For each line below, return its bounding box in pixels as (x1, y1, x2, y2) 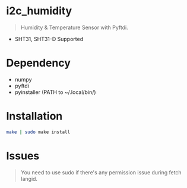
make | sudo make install (6, 129, 70, 135)
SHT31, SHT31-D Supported (14, 35, 84, 42)
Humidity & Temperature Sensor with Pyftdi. (20, 24, 129, 31)
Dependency (6, 57, 71, 70)
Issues (6, 149, 40, 162)
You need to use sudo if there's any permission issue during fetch (20, 168, 182, 176)
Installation (6, 109, 63, 123)
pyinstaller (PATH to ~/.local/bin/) (14, 88, 96, 96)
